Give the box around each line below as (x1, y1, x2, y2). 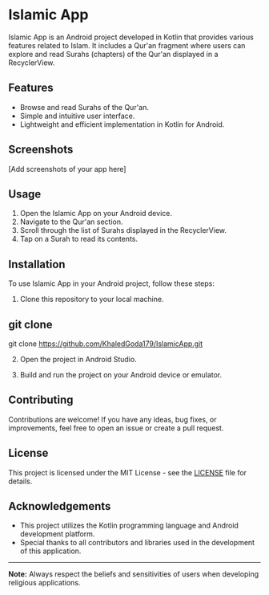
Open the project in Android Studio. (19, 355, 138, 364)
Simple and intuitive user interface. (19, 111, 135, 120)
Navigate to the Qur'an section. (19, 217, 123, 226)
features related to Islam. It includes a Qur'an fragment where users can (8, 40, 246, 50)
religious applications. (8, 578, 81, 588)
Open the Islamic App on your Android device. (19, 209, 172, 218)
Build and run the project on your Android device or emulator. (19, 370, 223, 379)
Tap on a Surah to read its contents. (19, 234, 139, 244)
